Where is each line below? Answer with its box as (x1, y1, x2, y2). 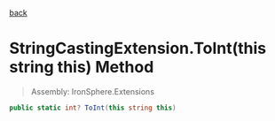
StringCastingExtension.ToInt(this (9, 39, 267, 58)
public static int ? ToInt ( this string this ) (9, 103, 177, 112)
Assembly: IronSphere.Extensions (30, 86, 155, 96)
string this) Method (9, 57, 154, 78)
